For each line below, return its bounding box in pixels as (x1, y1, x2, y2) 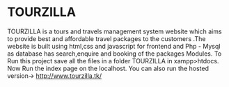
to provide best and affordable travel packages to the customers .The (7, 34, 206, 42)
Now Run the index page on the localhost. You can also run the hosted (7, 64, 209, 72)
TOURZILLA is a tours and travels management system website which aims (7, 27, 222, 35)
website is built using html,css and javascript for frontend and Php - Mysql (7, 42, 221, 50)
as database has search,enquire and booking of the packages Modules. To (7, 49, 222, 58)
